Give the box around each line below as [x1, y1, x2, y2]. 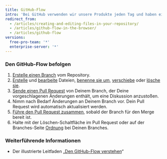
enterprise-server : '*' [9, 44, 59, 49]
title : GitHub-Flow [5, 7, 46, 12]
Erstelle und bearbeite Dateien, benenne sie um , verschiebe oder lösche [12, 77, 161, 83]
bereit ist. [12, 114, 32, 120]
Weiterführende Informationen [5, 137, 81, 144]
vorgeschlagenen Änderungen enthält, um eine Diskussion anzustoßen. [12, 93, 159, 99]
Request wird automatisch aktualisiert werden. [12, 103, 108, 109]
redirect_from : [5, 16, 37, 21]
